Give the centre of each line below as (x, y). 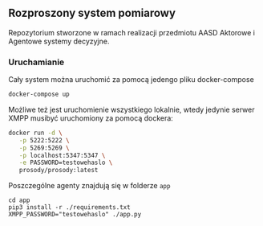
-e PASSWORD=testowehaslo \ (66, 163)
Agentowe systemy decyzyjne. (59, 41)
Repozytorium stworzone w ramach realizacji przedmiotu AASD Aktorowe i (131, 32)
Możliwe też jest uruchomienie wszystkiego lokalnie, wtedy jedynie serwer (131, 109)
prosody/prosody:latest (59, 171)
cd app (19, 200)
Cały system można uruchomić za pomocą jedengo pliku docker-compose (131, 80)
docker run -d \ (35, 133)
